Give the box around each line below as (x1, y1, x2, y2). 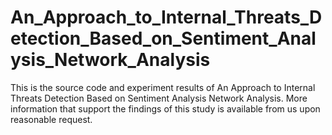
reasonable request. (10, 113, 93, 125)
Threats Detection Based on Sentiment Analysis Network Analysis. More (10, 92, 308, 104)
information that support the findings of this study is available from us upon (10, 102, 321, 115)
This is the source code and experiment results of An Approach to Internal (10, 81, 316, 93)
